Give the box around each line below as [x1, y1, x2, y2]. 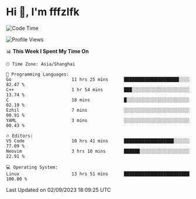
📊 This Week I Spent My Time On [6, 47, 89, 54]
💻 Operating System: [6, 164, 59, 170]
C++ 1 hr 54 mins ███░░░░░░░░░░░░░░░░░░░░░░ [6, 87, 190, 92]
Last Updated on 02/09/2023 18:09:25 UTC [6, 186, 111, 193]
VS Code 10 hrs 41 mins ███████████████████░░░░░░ [6, 138, 190, 144]
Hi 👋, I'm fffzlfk [6, 5, 80, 19]
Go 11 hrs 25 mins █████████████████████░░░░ [6, 76, 190, 83]
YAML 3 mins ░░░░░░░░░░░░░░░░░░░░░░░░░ [6, 117, 190, 123]
